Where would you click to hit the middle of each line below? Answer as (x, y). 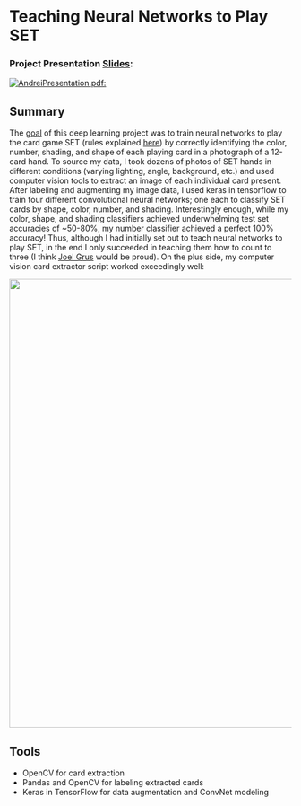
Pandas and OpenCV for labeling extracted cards (113, 783)
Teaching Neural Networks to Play (139, 17)
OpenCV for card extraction (73, 773)
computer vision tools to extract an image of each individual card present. (146, 180)
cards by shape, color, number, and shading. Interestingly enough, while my (149, 209)
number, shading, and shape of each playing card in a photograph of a (139, 152)
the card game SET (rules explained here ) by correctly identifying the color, (148, 143)
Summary (37, 111)
